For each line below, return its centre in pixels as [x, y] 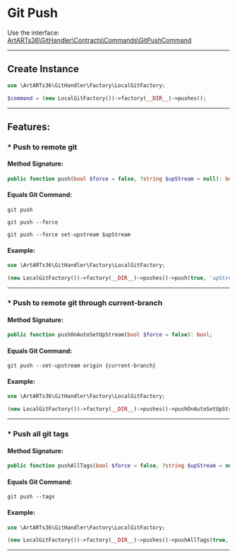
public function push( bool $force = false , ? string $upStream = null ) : [115, 179]
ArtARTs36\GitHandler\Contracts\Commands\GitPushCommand [99, 40]
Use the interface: [34, 33]
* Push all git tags [38, 434]
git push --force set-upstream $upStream [69, 235]
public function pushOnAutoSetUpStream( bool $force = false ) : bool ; [110, 335]
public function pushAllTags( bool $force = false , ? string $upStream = [115, 466]
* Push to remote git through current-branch [85, 302]
